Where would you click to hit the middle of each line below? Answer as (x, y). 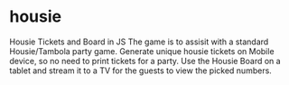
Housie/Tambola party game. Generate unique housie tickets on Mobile (142, 51)
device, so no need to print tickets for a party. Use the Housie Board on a (145, 61)
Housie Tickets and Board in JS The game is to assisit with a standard (139, 42)
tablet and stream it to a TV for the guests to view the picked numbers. (141, 71)
